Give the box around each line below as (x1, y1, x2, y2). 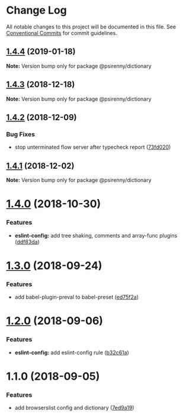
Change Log (6, 4, 67, 17)
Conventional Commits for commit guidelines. (6, 29, 117, 36)
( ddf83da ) (14, 238, 40, 245)
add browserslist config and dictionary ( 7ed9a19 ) (14, 404, 134, 411)
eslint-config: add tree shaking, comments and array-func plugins (14, 232, 178, 239)
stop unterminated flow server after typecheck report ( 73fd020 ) (14, 143, 171, 151)
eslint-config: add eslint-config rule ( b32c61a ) (14, 349, 129, 356)
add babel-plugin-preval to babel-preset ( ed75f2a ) (14, 294, 139, 301)
